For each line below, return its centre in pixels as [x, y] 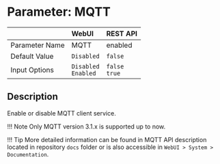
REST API [122, 33]
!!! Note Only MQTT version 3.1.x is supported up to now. [86, 126]
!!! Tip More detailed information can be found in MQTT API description [107, 139]
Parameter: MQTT [59, 12]
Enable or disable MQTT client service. [61, 113]
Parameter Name [38, 45]
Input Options [32, 70]
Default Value [32, 56]
